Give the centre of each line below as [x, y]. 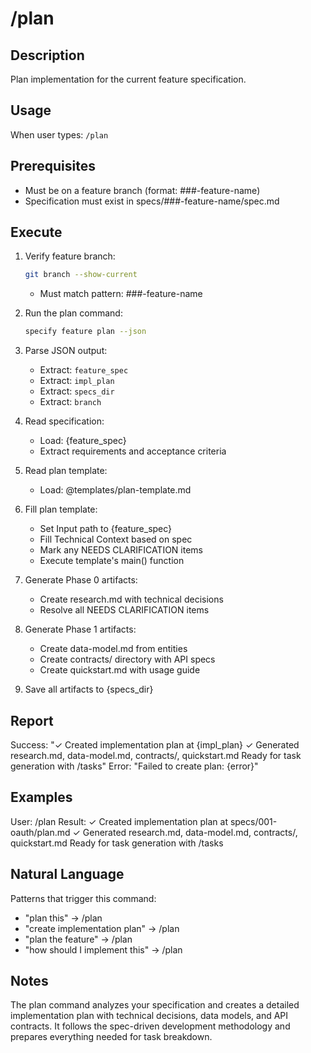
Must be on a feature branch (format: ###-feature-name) [142, 190]
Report [32, 720]
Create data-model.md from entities [113, 649]
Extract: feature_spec [84, 370]
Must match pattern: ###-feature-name [121, 294]
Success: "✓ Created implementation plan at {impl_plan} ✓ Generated [155, 745]
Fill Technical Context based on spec [116, 539]
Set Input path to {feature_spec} [106, 529]
